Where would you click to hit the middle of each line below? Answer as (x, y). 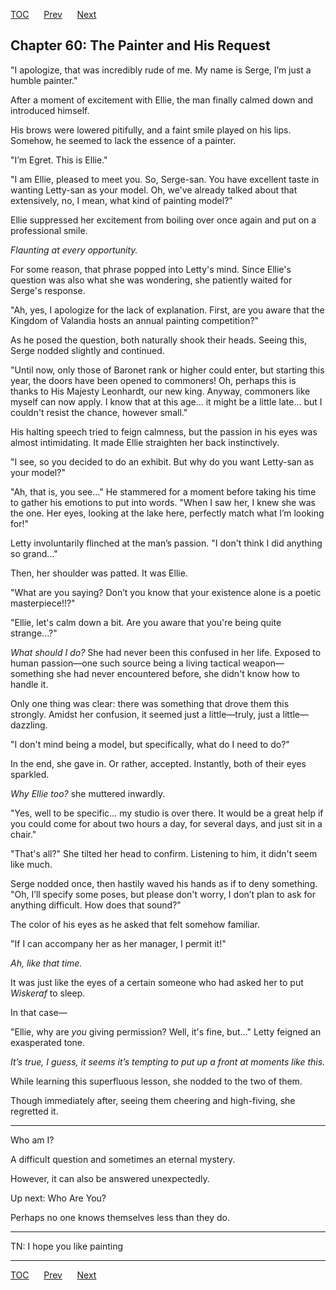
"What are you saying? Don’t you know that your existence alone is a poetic (166, 592)
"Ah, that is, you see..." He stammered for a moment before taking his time (163, 491)
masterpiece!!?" (43, 603)
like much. (31, 864)
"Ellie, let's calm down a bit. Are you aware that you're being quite (146, 622)
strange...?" (34, 633)
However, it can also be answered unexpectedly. (110, 1178)
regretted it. (34, 1111)
